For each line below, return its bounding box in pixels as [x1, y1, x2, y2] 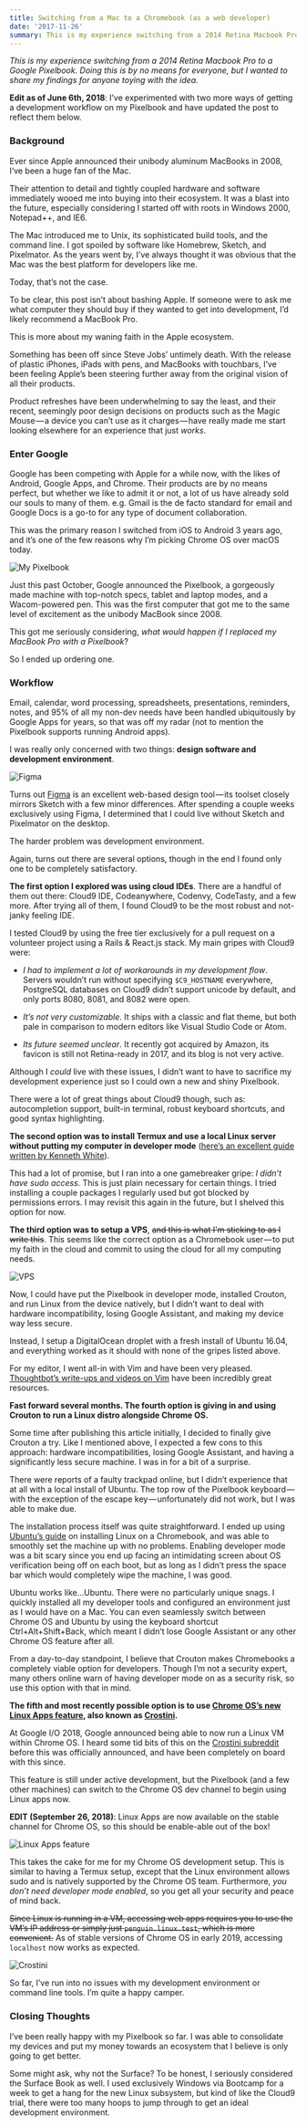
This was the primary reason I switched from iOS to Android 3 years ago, [9, 524, 283, 535]
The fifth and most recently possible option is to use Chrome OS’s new [9, 1700, 281, 1712]
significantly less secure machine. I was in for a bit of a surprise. [9, 1457, 251, 1468]
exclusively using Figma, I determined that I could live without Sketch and [9, 809, 285, 820]
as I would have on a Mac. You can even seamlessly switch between [9, 1607, 266, 1618]
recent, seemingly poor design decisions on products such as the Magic [9, 405, 280, 416]
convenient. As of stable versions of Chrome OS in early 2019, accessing [9, 1933, 283, 1944]
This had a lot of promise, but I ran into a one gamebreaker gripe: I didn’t [9, 1168, 282, 1179]
